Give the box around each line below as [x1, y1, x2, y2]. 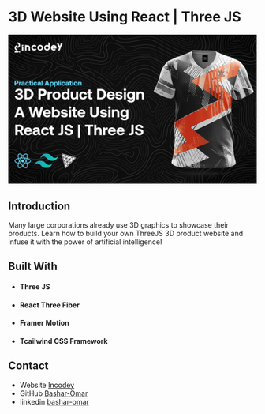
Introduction [8, 199, 71, 213]
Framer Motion [19, 318, 69, 328]
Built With [8, 260, 58, 273]
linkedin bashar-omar [19, 397, 89, 406]
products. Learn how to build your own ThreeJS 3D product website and [8, 228, 244, 238]
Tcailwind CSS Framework [19, 336, 108, 345]
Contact [8, 359, 49, 373]
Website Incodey [19, 380, 75, 390]
